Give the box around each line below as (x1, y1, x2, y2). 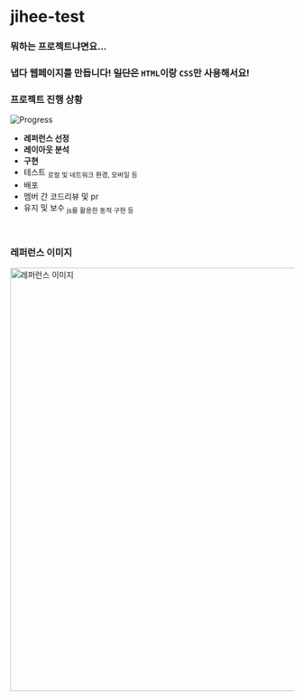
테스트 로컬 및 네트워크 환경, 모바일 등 (23, 167, 138, 180)
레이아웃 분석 (23, 145, 70, 155)
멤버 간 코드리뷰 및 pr (23, 191, 99, 202)
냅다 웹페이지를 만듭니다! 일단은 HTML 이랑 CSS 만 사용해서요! (10, 67, 251, 79)
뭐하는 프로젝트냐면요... (10, 41, 107, 53)
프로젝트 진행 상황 (10, 93, 84, 106)
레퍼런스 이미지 (10, 246, 73, 258)
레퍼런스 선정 (23, 133, 70, 144)
